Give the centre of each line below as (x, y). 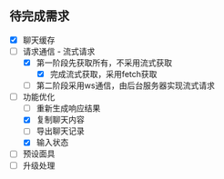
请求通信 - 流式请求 (59, 51)
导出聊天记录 (60, 131)
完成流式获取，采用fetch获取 (103, 74)
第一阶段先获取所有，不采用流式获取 (104, 63)
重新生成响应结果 (68, 108)
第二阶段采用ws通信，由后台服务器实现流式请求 (126, 85)
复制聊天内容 (60, 120)
